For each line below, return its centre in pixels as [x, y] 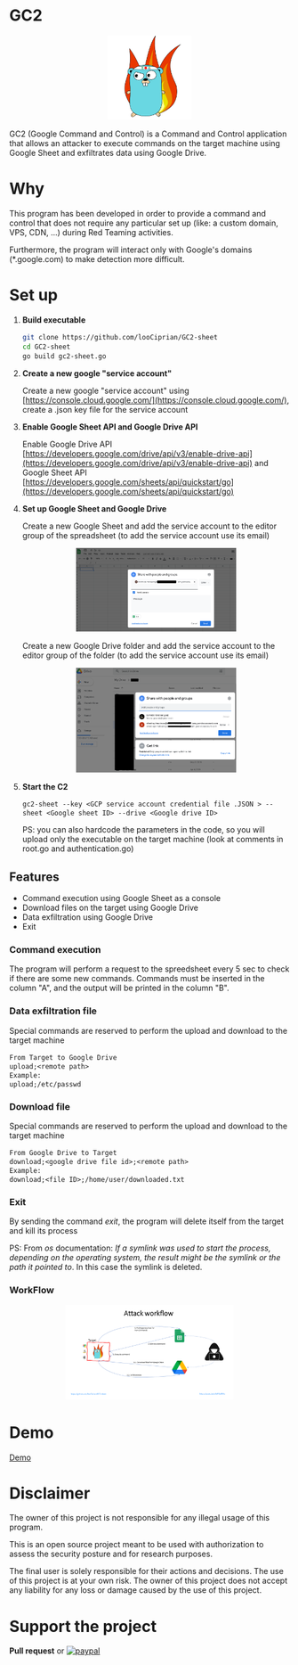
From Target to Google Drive [63, 1057]
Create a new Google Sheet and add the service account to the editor [149, 526]
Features [34, 877]
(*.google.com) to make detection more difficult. [97, 259]
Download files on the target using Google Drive [110, 908]
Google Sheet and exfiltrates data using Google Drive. [108, 153]
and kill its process [44, 1231]
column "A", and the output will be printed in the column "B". [119, 988]
